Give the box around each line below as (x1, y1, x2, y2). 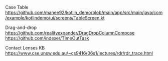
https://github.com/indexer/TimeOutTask (5, 35, 89, 41)
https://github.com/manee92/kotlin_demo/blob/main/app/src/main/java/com (5, 9, 163, 15)
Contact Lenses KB (5, 45, 45, 50)
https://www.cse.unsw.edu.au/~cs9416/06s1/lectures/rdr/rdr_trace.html (5, 50, 153, 56)
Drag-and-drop (5, 24, 37, 30)
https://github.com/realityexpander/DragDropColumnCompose (5, 30, 135, 35)
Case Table (5, 4, 29, 10)
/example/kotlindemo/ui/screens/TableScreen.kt (5, 15, 105, 20)
